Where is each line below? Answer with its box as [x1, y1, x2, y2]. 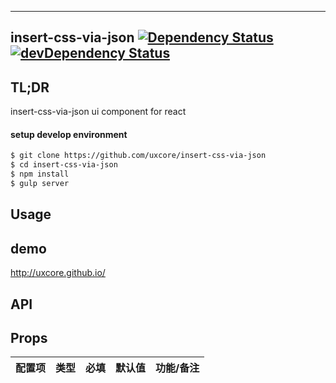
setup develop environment [10, 128, 128, 140]
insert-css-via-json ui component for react [10, 106, 187, 118]
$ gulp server [10, 179, 70, 189]
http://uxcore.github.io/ [10, 267, 106, 279]
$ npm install [10, 169, 70, 180]
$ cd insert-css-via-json [10, 160, 118, 170]
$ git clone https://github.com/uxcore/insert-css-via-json [10, 151, 267, 161]
